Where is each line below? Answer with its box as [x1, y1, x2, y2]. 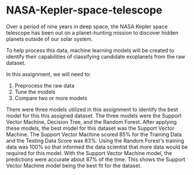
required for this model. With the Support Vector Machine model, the [6, 149, 172, 156]
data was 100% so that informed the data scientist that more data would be [6, 143, 188, 150]
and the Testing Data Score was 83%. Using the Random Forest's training [6, 137, 185, 144]
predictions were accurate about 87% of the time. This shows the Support [6, 156, 186, 163]
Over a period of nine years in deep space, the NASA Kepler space [6, 23, 168, 30]
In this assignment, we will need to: [6, 70, 91, 78]
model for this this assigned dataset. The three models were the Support [6, 112, 182, 119]
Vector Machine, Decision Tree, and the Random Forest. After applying [6, 118, 178, 125]
